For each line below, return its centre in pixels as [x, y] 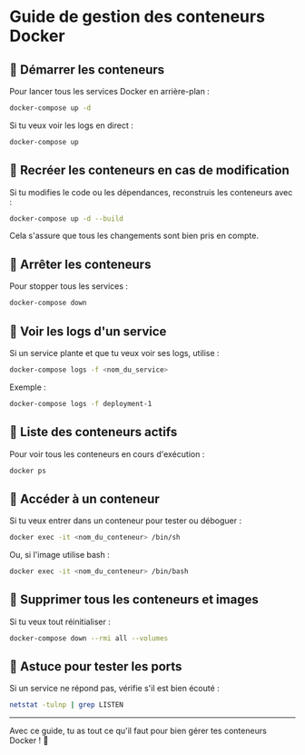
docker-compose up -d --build [67, 219]
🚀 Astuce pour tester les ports [96, 666]
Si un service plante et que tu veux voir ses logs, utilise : [114, 353]
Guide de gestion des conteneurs [138, 17]
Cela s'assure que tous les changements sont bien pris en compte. [134, 236]
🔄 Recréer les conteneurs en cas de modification [149, 170]
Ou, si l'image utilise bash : [60, 555]
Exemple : [28, 387]
